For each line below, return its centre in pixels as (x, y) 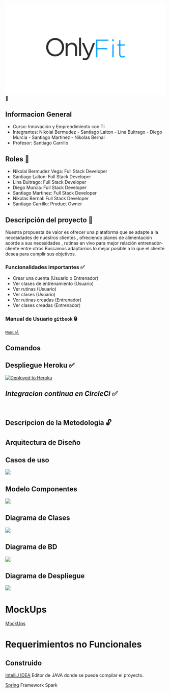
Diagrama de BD (31, 547)
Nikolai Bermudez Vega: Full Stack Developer (60, 171)
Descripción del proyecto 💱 (49, 220)
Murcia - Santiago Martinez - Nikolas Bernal (59, 137)
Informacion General (39, 114)
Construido (24, 663)
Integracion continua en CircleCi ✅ (62, 394)
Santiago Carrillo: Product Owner (47, 204)
